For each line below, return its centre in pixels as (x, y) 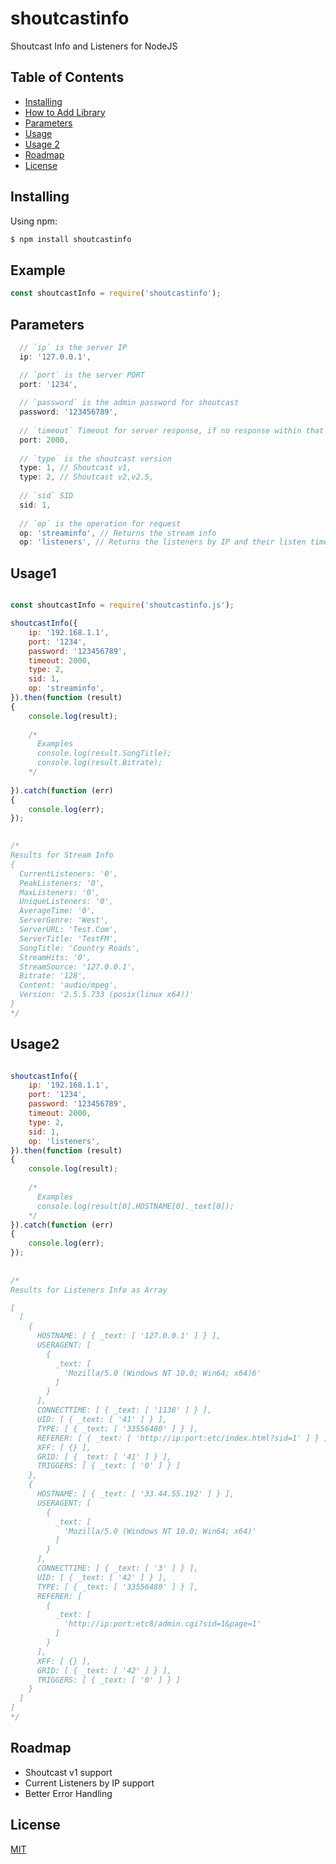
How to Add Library (65, 112)
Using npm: (34, 221)
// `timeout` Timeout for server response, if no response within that (172, 430)
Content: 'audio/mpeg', (68, 985)
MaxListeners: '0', (60, 892)
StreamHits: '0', (55, 957)
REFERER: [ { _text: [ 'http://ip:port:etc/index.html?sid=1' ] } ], (184, 1438)
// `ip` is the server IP (73, 347)
